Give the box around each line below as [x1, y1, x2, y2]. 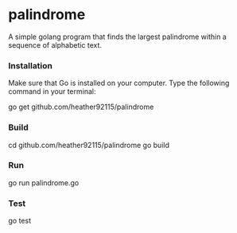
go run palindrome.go [8, 177, 80, 188]
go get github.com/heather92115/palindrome [8, 102, 154, 112]
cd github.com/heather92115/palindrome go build [8, 140, 169, 150]
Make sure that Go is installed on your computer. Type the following [8, 78, 230, 88]
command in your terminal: [8, 87, 96, 96]
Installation [8, 60, 53, 71]
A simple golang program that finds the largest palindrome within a [8, 32, 227, 41]
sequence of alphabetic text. [8, 40, 102, 49]
